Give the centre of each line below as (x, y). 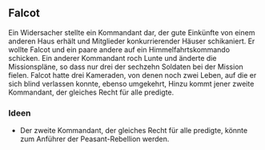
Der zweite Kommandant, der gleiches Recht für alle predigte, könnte (134, 131)
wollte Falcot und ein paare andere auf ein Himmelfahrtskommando (119, 49)
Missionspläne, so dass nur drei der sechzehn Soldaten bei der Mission (126, 67)
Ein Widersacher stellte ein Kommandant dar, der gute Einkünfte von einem (132, 32)
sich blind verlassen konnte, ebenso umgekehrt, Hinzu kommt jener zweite (131, 83)
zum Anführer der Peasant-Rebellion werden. (94, 139)
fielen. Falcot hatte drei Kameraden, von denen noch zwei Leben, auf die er (132, 75)
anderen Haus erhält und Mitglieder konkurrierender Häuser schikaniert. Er (132, 41)
